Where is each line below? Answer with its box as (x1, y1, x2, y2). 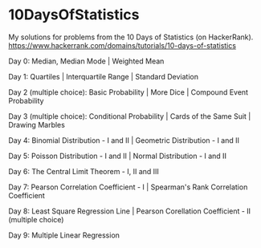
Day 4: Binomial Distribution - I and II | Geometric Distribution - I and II (8, 135, 239, 145)
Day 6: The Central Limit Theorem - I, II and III (8, 166, 159, 176)
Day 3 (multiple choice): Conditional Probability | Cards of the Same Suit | (8, 111, 251, 121)
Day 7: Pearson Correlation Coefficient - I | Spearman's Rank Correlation (8, 182, 248, 192)
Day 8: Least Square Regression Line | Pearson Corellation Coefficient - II (8, 206, 251, 216)
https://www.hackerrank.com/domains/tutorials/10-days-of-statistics (8, 40, 237, 50)
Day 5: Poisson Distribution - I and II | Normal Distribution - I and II (8, 151, 227, 161)
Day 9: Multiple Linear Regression (8, 230, 120, 240)
